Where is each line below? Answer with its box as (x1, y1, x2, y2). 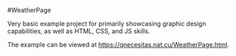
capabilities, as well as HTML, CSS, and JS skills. (7, 27, 150, 35)
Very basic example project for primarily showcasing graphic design (7, 20, 207, 27)
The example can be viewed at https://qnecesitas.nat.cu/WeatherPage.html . (7, 41, 230, 48)
